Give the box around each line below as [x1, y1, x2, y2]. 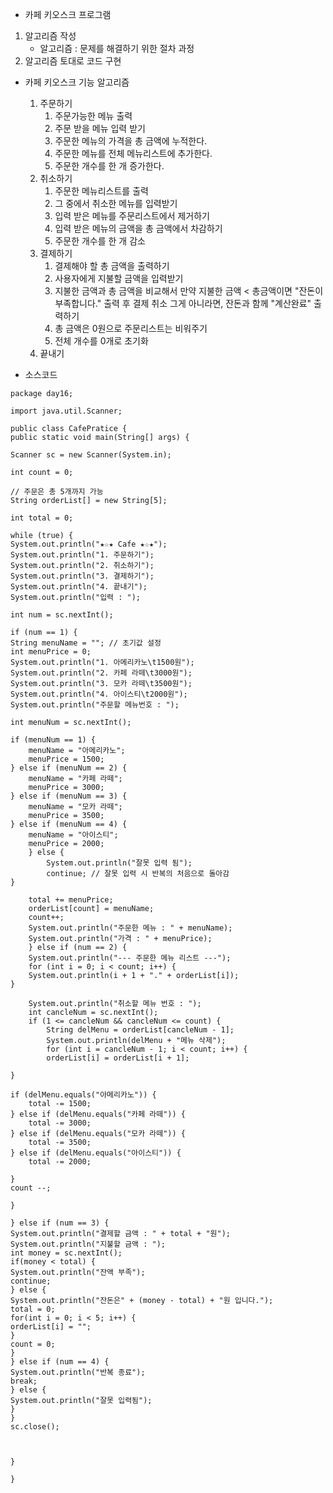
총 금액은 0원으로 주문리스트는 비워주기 [54, 323, 208, 334]
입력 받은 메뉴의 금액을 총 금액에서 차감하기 [54, 223, 223, 234]
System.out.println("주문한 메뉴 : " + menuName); [28, 923, 233, 933]
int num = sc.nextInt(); [10, 610, 114, 620]
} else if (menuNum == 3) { [10, 791, 128, 801]
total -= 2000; [28, 1157, 92, 1167]
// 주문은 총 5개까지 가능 [10, 487, 104, 497]
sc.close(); [10, 1422, 60, 1432]
